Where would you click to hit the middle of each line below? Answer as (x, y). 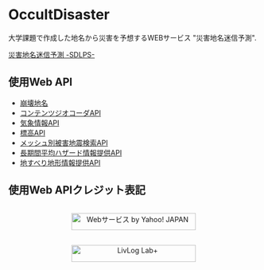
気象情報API (39, 123)
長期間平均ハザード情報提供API (71, 152)
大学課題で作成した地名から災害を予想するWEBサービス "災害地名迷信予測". (132, 37)
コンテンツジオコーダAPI (60, 112)
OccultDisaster (59, 15)
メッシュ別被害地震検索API (64, 143)
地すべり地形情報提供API (60, 162)
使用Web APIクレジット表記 (77, 190)
